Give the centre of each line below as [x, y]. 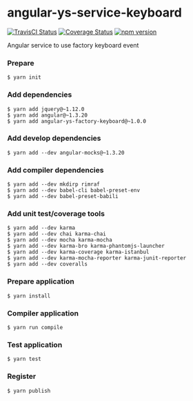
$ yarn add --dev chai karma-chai [57, 234]
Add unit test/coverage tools [56, 214]
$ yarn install [29, 296]
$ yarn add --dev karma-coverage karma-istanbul [78, 252]
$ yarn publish [29, 391]
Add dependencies [40, 95]
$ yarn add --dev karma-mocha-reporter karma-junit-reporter [97, 258]
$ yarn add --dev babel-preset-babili [63, 197]
